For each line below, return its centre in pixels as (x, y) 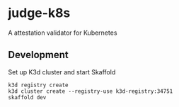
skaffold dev (27, 97)
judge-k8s (39, 13)
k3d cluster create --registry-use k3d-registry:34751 (91, 91)
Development (39, 55)
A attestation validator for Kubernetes (63, 33)
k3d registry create (39, 85)
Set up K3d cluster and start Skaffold (62, 72)
